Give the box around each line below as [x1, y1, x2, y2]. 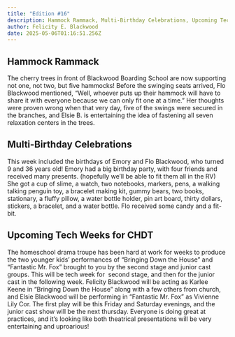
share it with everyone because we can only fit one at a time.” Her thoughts [7, 96, 225, 105]
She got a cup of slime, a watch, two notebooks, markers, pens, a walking [7, 179, 220, 188]
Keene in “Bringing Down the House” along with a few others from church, [7, 285, 222, 293]
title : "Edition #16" [7, 10, 71, 17]
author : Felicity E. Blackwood [7, 23, 99, 30]
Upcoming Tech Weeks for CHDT [7, 230, 154, 241]
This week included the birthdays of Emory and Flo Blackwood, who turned [7, 157, 225, 165]
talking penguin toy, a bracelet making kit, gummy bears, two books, [7, 186, 204, 195]
